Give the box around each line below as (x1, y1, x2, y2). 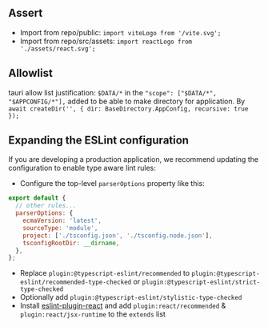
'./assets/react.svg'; (19, 44, 96, 53)
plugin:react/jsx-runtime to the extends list (19, 309, 166, 319)
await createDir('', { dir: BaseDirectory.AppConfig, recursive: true (8, 104, 249, 113)
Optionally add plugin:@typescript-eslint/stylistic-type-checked (19, 293, 242, 302)
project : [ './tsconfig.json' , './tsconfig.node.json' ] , (22, 232, 214, 240)
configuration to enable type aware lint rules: (8, 163, 156, 173)
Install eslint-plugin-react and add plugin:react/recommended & (19, 301, 226, 311)
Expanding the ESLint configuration (8, 134, 190, 147)
